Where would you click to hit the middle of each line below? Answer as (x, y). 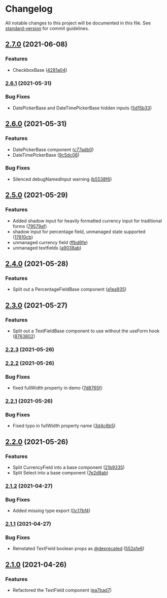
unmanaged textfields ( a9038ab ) (47, 248)
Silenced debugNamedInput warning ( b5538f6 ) (62, 179)
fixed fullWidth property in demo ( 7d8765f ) (57, 388)
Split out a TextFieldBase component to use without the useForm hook (86, 331)
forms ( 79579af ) (30, 226)
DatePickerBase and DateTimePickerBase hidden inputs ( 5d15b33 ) (82, 108)
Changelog (29, 9)
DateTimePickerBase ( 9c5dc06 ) (46, 155)
